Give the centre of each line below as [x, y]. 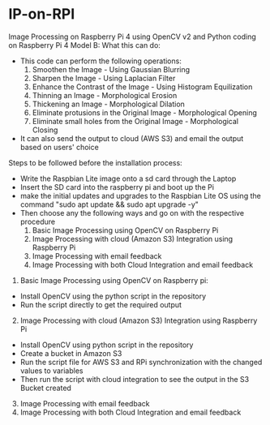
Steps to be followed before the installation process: [95, 162]
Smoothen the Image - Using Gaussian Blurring [111, 69]
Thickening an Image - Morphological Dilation [108, 104]
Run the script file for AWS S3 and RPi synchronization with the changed [141, 362]
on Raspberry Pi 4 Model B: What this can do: [84, 45]
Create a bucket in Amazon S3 [71, 353]
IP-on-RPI [42, 14]
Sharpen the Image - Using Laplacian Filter [104, 78]
